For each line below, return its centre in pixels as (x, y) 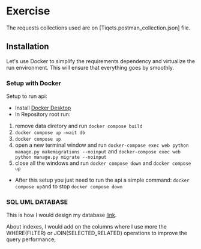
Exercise (28, 11)
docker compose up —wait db (50, 133)
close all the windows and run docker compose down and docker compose (103, 163)
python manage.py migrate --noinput (61, 158)
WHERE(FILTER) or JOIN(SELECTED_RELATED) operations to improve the (97, 233)
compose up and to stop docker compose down (69, 186)
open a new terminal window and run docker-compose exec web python (102, 145)
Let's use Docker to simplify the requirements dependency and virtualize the (101, 61)
